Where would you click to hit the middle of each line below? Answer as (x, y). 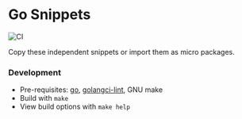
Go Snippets (50, 15)
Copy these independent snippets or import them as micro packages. (122, 52)
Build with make (44, 98)
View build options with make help (75, 107)
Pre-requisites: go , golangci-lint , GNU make (91, 90)
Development (35, 72)
